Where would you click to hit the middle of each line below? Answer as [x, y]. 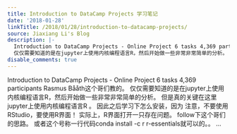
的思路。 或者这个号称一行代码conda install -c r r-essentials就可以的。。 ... [115, 123]
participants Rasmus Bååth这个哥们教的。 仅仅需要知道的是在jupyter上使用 [116, 88]
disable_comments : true [42, 60]
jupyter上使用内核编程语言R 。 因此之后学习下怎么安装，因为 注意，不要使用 [118, 106]
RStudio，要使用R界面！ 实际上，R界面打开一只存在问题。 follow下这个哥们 [116, 114]
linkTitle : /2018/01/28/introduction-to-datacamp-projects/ [98, 27]
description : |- [31, 40]
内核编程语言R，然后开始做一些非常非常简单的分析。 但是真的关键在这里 [112, 97]
